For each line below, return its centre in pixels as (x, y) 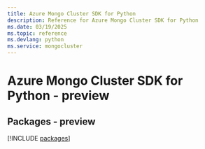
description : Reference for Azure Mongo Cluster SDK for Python (103, 20)
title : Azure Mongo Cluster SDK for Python (72, 14)
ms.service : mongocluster (45, 46)
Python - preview (58, 96)
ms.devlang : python (36, 40)
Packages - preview (51, 121)
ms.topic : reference (37, 33)
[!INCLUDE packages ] (39, 138)
